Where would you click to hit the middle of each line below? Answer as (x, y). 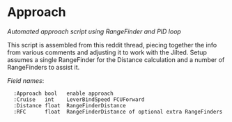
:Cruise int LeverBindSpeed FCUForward (79, 99)
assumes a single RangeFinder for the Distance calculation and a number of (116, 59)
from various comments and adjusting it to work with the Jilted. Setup (107, 52)
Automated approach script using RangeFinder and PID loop (94, 31)
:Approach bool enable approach (63, 93)
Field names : (26, 80)
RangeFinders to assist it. (44, 67)
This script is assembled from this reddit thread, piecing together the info (112, 45)
